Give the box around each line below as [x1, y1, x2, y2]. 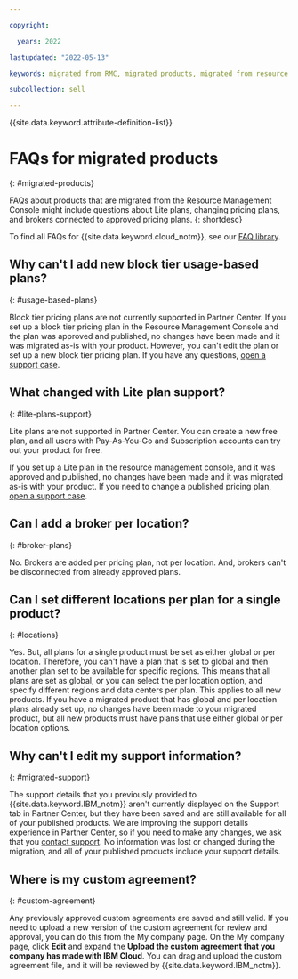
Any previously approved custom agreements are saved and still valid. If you [9, 912, 289, 923]
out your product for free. [9, 444, 102, 455]
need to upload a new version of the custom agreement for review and [9, 922, 268, 933]
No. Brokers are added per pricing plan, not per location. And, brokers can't [9, 557, 286, 568]
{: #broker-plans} [9, 539, 73, 550]
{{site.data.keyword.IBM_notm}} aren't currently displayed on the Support [9, 798, 280, 810]
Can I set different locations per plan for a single [9, 592, 281, 607]
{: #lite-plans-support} [9, 409, 92, 419]
